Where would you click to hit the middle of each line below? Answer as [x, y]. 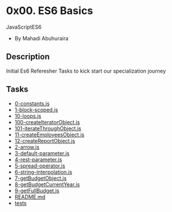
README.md [30, 197]
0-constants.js [32, 103]
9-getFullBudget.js [37, 190]
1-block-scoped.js [36, 110]
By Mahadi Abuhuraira [42, 38]
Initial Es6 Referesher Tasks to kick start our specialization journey [86, 71]
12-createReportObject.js [45, 141]
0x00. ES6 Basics [50, 11]
